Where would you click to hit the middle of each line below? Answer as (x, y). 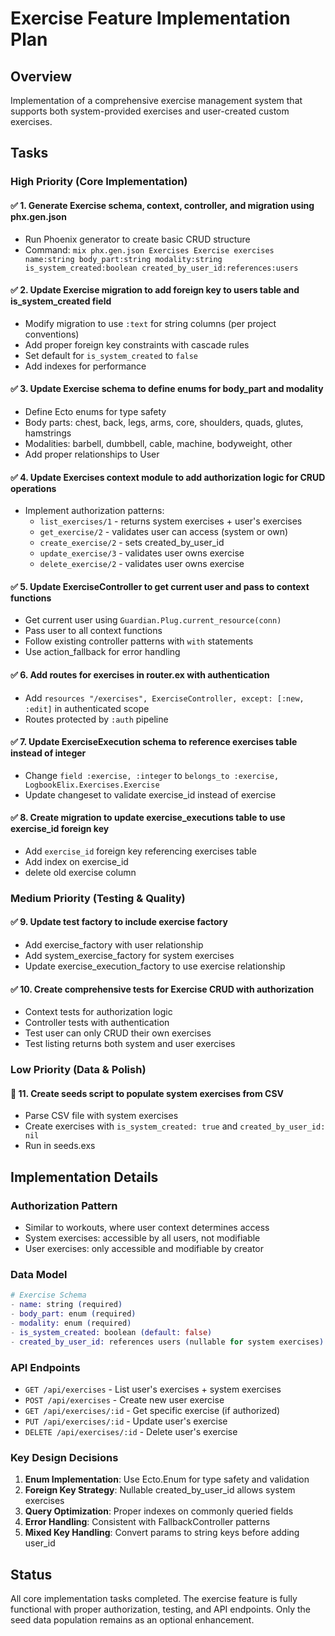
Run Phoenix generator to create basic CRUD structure (137, 239)
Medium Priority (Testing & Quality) (98, 898)
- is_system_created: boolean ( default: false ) (111, 1332)
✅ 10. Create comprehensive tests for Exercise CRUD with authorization (162, 989)
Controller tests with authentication (97, 1023)
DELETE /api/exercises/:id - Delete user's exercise (131, 1431)
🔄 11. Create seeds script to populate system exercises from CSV (147, 1093)
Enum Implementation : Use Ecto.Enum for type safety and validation (167, 1479)
